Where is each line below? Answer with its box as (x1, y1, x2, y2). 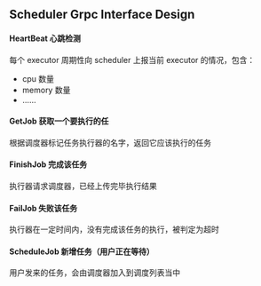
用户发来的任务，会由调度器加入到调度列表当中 (9, 267, 180, 278)
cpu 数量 (21, 73, 55, 83)
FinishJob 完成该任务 (9, 159, 87, 170)
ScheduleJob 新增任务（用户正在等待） (9, 246, 155, 257)
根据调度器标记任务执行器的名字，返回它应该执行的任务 (9, 137, 211, 147)
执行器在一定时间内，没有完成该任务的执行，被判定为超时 (9, 224, 219, 234)
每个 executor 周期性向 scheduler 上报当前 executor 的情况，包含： (9, 54, 256, 65)
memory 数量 (21, 84, 71, 95)
